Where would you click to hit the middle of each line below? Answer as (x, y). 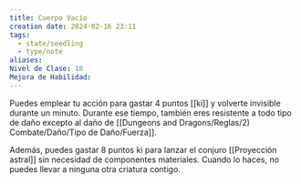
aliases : (26, 60)
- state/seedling (51, 43)
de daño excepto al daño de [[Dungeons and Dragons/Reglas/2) (130, 122)
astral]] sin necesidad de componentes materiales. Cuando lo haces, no (145, 159)
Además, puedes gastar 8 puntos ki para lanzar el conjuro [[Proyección (143, 149)
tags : (20, 35)
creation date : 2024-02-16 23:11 (73, 26)
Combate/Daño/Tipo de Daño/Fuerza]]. (83, 132)
